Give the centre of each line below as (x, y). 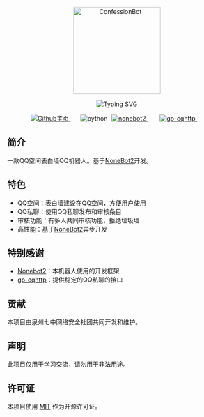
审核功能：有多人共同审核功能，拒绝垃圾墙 (78, 220)
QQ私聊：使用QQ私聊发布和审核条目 (69, 211)
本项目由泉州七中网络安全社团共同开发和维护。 (74, 322)
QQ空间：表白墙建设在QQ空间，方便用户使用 (81, 203)
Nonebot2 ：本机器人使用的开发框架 (68, 271)
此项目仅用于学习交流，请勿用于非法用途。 (68, 364)
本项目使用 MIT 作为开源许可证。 (54, 406)
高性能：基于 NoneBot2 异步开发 (62, 229)
